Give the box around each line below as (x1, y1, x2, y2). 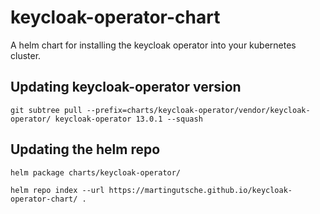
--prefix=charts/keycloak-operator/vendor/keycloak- (86, 105, 311, 115)
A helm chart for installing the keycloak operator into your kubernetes (10, 39, 297, 51)
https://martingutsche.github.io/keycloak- (108, 185, 293, 195)
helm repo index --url (10, 185, 105, 195)
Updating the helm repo (10, 141, 161, 158)
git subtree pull (10, 105, 83, 115)
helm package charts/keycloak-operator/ (10, 167, 182, 178)
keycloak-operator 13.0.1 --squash (54, 114, 203, 124)
